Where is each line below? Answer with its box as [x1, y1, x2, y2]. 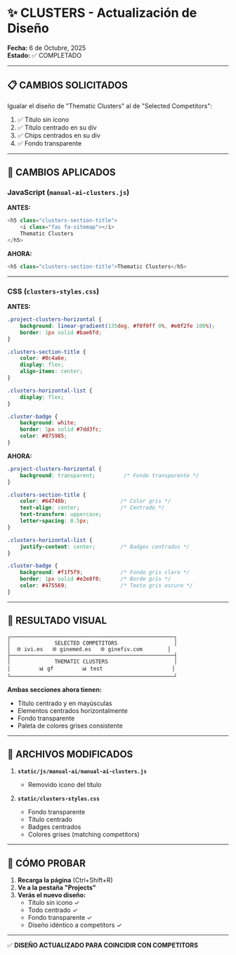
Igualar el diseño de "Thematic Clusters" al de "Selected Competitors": [7, 101, 213, 110]
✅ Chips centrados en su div [17, 131, 100, 139]
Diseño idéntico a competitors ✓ [27, 921, 122, 930]
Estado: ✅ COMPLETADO [7, 51, 82, 59]
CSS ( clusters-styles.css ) [7, 286, 100, 296]
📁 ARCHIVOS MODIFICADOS [7, 748, 133, 761]
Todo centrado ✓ [27, 906, 79, 914]
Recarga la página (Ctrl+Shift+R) [17, 876, 114, 885]
